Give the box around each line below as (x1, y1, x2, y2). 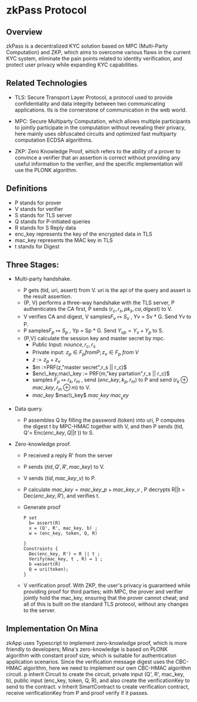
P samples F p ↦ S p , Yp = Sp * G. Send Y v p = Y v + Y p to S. (23, 327, 164, 335)
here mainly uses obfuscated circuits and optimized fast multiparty (14, 130, 177, 137)
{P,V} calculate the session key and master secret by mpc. (23, 334, 165, 341)
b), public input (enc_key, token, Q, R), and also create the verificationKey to (6, 677, 190, 684)
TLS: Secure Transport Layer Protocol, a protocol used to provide (14, 93, 173, 100)
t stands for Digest (14, 243, 60, 250)
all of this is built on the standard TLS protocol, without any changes (23, 600, 189, 607)
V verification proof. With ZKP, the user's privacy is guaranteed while (23, 582, 191, 589)
